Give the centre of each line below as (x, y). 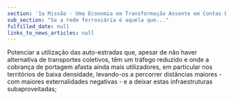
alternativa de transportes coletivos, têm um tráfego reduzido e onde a (108, 60)
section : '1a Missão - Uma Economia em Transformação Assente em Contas (114, 13)
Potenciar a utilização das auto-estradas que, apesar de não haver (102, 52)
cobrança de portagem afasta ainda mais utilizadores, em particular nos (110, 67)
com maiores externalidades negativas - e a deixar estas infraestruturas (110, 82)
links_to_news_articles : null (51, 33)
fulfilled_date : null (38, 26)
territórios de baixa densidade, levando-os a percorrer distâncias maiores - (115, 74)
